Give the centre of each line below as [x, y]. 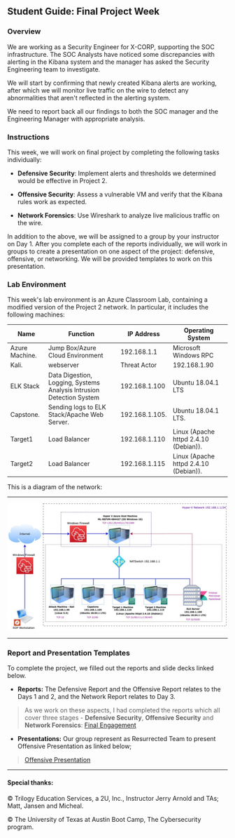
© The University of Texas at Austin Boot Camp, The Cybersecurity [104, 819]
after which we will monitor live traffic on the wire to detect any [98, 90]
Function [81, 334]
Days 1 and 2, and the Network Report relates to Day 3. [97, 697]
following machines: [36, 314]
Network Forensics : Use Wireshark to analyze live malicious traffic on [119, 215]
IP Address [143, 334]
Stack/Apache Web [76, 414]
